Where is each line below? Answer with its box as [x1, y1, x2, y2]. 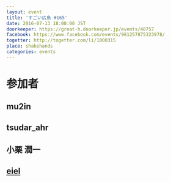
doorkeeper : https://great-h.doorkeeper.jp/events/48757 [6, 26, 155, 32]
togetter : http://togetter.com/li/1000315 [6, 37, 116, 43]
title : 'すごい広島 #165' [6, 15, 68, 21]
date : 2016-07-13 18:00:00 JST [6, 20, 86, 26]
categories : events [6, 49, 56, 55]
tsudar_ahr [6, 122, 49, 133]
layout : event [6, 9, 43, 15]
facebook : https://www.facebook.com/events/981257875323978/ [6, 32, 166, 38]
